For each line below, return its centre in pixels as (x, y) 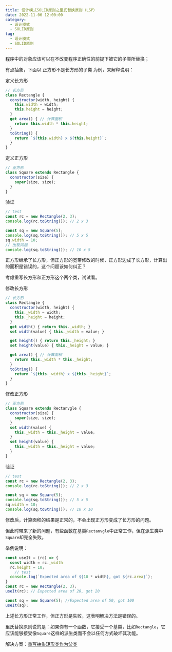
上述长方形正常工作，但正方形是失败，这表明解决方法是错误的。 (73, 616)
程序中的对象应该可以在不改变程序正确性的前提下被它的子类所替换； (77, 59)
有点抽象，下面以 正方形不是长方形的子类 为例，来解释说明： (70, 69)
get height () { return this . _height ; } (53, 341)
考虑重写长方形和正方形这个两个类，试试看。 (53, 277)
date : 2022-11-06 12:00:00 (34, 15)
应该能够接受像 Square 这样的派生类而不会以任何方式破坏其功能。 (73, 633)
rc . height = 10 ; (27, 567)
